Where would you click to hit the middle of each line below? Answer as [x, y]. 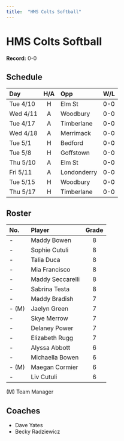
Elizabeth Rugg [52, 338]
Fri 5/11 [21, 172]
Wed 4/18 [23, 133]
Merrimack [76, 133]
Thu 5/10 [22, 163]
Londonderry [79, 172]
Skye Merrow [50, 318]
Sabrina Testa [50, 289]
